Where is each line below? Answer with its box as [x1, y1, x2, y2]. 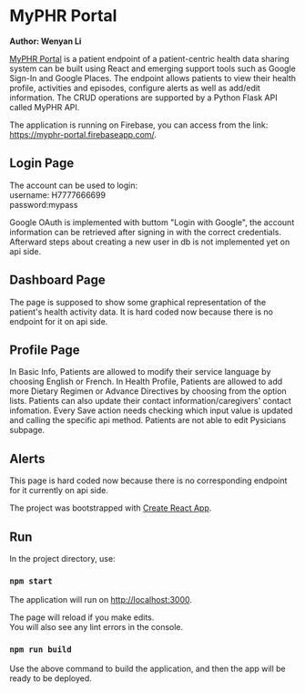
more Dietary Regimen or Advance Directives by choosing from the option [9, 386, 287, 397]
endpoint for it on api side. [9, 315, 108, 326]
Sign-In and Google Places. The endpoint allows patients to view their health [9, 72, 297, 83]
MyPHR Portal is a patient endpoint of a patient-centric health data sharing [9, 53, 290, 64]
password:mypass [9, 199, 78, 210]
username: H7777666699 [9, 189, 107, 201]
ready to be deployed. [9, 672, 93, 684]
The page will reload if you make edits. [9, 612, 155, 623]
